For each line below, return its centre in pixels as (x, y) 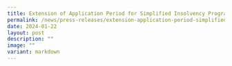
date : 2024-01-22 (32, 26)
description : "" (30, 39)
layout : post (26, 33)
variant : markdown (33, 52)
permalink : (23, 20)
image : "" (21, 45)
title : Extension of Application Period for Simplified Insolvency (106, 13)
